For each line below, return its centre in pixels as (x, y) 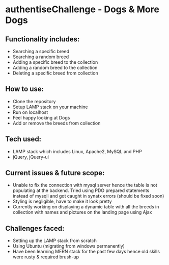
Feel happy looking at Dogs (41, 117)
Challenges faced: (35, 228)
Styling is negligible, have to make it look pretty (62, 201)
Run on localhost (30, 112)
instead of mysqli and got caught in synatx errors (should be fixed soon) (88, 196)
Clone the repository (34, 101)
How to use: (25, 89)
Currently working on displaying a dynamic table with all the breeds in (86, 207)
